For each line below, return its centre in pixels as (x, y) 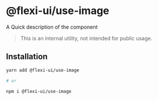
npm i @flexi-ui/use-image (39, 91)
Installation (27, 57)
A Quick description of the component (52, 27)
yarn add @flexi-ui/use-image (43, 70)
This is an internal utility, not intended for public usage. (86, 38)
